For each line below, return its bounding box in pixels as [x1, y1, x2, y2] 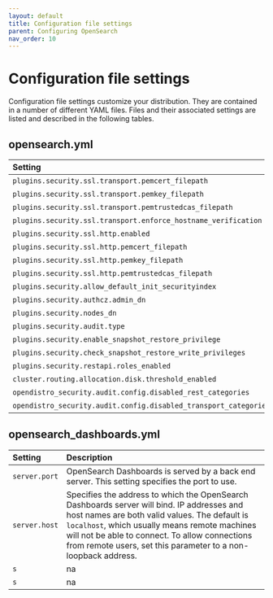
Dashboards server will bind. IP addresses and [66, 499, 244, 510]
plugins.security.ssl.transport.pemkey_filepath [12, 190, 205, 199]
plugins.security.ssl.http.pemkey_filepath [12, 255, 184, 264]
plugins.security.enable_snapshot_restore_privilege [12, 335, 221, 344]
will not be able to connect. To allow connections [66, 530, 253, 541]
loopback [66, 550, 102, 561]
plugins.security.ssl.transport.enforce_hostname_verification [12, 216, 262, 225]
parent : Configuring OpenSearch [8, 27, 118, 35]
